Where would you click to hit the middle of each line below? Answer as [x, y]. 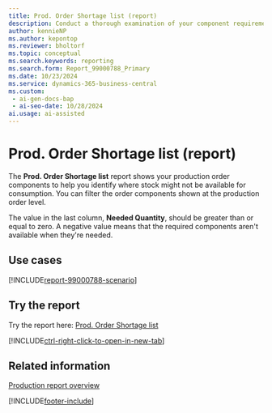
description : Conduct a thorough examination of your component [119, 23]
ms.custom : [27, 91]
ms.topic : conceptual [45, 53]
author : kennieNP [38, 31]
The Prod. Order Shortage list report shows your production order [119, 176]
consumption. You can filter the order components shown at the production [134, 193]
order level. [27, 202]
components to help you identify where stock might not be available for [127, 185]
